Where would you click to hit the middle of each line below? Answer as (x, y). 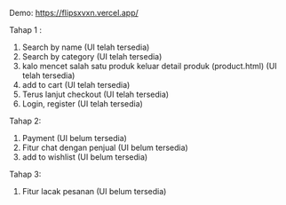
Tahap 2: (25, 121)
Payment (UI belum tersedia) (74, 138)
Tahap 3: (25, 174)
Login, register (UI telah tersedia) (83, 104)
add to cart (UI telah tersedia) (76, 85)
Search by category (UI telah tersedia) (92, 56)
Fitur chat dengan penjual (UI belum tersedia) (105, 147)
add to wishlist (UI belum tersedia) (85, 157)
